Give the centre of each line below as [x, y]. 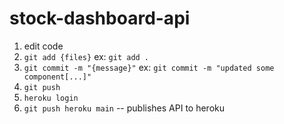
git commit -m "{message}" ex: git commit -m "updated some [149, 67]
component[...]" [57, 77]
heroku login [51, 98]
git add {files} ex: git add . [86, 56]
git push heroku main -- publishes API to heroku [124, 108]
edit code [43, 46]
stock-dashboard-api [100, 18]
